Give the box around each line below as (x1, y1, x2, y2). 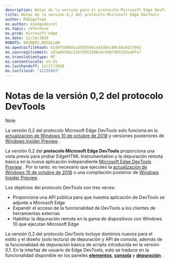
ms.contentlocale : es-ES (5, 59, 58, 64)
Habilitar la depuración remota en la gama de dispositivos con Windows (12, 216, 162, 222)
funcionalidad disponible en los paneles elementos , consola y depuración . (5, 252, 163, 258)
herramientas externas (12, 210, 60, 216)
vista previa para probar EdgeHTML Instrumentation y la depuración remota (5, 153, 163, 159)
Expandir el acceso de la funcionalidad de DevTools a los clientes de (12, 205, 156, 211)
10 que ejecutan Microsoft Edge (12, 221, 79, 227)
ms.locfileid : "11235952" (5, 69, 60, 74)
